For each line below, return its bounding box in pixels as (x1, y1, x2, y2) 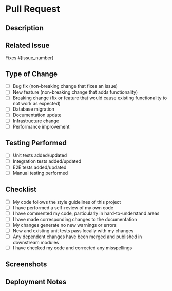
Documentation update (12, 112, 62, 118)
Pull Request (5, 3, 60, 15)
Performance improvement (12, 123, 70, 130)
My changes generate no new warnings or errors (12, 222, 117, 228)
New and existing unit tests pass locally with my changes (12, 227, 134, 234)
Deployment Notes (5, 277, 67, 286)
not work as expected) (12, 101, 61, 107)
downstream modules (12, 239, 59, 245)
